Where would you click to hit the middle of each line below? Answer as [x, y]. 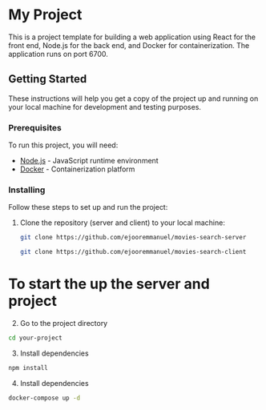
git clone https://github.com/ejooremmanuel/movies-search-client [133, 252]
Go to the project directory [64, 324]
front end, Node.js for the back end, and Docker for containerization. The [129, 45]
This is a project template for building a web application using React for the [132, 37]
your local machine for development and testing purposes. [105, 107]
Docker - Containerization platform [77, 169]
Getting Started [48, 79]
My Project [45, 15]
